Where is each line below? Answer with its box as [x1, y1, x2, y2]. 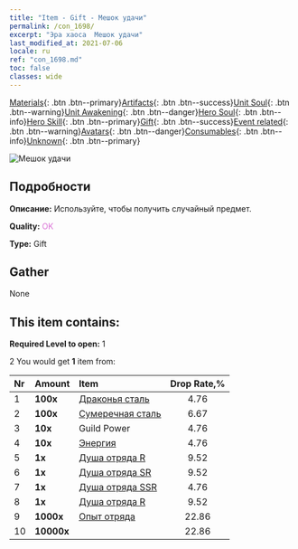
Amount [34, 377, 70, 390]
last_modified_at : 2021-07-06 [9, 38, 124, 48]
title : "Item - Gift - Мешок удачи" [9, 13, 147, 23]
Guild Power [78, 422, 131, 435]
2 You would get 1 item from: [9, 356, 116, 367]
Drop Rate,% [170, 377, 226, 390]
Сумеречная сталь [78, 408, 162, 421]
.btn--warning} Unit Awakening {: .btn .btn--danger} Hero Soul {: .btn [9, 106, 258, 118]
